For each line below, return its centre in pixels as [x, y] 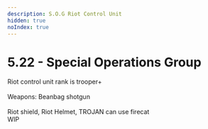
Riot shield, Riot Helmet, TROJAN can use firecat [78, 112]
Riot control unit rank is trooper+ [55, 82]
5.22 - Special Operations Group [104, 62]
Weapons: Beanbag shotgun [49, 97]
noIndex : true [28, 27]
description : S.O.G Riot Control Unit [65, 14]
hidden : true [27, 21]
